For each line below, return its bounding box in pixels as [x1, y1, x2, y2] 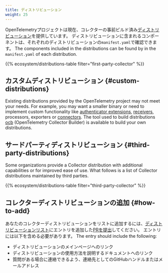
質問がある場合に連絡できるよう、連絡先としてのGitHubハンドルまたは [12, 256, 159, 262]
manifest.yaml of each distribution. [5, 51, 78, 57]
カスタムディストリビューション [5, 76, 104, 85]
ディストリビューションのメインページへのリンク [12, 243, 114, 249]
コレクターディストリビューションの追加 [5, 198, 130, 207]
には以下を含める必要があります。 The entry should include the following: [5, 233, 157, 239]
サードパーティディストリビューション [5, 140, 123, 149]
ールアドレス [12, 262, 39, 268]
